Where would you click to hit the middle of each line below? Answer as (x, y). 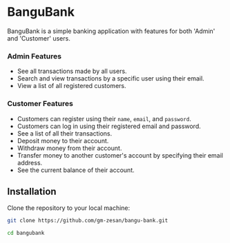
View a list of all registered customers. (71, 86)
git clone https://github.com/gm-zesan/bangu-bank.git (88, 221)
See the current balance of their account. (76, 170)
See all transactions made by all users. (72, 71)
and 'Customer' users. (39, 38)
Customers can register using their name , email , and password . (104, 118)
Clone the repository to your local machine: (69, 208)
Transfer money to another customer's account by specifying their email (120, 155)
